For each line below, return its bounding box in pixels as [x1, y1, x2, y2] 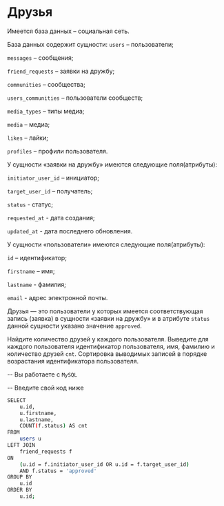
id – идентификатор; [7, 253, 68, 262]
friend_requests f [19, 448, 72, 455]
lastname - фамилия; [7, 280, 67, 288]
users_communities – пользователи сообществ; [7, 94, 143, 102]
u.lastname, [19, 416, 54, 423]
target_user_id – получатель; [7, 187, 93, 195]
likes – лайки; [7, 134, 48, 142]
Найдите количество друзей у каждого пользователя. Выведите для [7, 335, 209, 343]
